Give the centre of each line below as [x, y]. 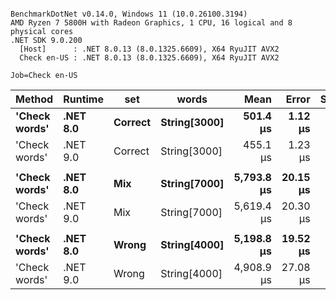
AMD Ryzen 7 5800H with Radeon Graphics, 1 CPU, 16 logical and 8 [151, 23]
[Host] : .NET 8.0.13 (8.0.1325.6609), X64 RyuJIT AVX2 [149, 49]
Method [34, 99]
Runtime [83, 99]
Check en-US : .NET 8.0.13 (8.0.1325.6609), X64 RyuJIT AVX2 [149, 58]
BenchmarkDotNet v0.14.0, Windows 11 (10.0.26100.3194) [129, 14]
